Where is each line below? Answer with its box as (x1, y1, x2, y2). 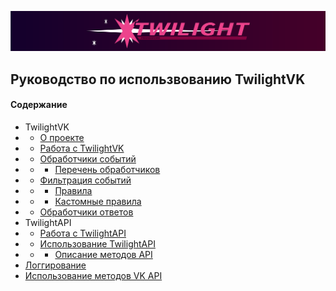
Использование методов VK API (24, 270, 163, 282)
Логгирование (24, 259, 87, 271)
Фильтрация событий (39, 174, 132, 186)
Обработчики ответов (39, 206, 134, 218)
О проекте (39, 132, 85, 144)
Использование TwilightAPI (39, 238, 156, 250)
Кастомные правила (54, 196, 142, 208)
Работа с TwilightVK (39, 142, 125, 155)
